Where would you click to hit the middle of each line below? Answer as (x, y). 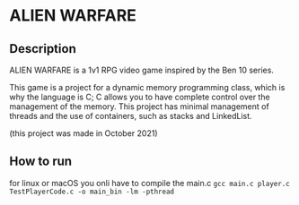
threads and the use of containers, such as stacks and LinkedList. (131, 116)
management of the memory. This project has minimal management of (139, 107)
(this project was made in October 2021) (84, 133)
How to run (41, 162)
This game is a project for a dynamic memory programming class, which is (147, 87)
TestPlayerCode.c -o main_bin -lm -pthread (92, 192)
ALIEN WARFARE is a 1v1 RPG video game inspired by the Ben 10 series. (141, 70)
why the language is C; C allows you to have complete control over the (140, 97)
